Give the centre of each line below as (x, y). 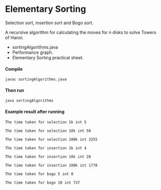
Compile (14, 69)
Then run (15, 90)
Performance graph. (33, 52)
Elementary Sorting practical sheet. (48, 57)
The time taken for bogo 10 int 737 (42, 183)
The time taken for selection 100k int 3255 (51, 139)
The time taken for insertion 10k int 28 (48, 156)
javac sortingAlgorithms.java (36, 79)
